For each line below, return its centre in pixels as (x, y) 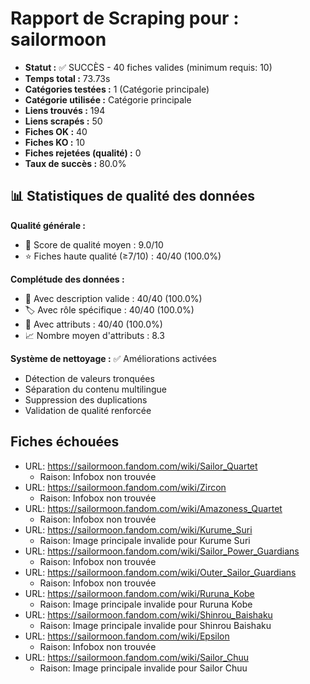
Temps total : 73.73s (67, 78)
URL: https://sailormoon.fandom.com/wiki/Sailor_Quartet (141, 466)
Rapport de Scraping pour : (125, 18)
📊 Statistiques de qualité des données (132, 196)
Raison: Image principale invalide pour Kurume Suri (145, 540)
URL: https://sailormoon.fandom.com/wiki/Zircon (125, 487)
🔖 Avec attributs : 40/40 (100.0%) (93, 324)
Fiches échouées (65, 442)
